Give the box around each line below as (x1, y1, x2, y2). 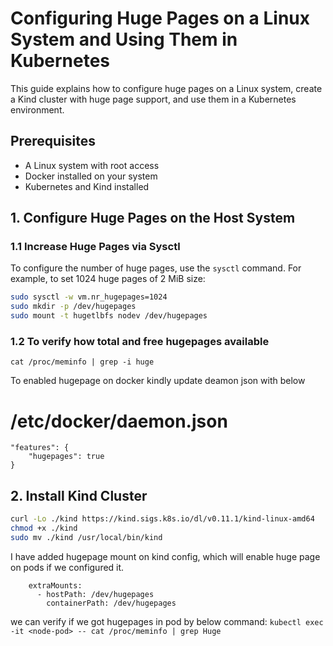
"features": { (10, 443, 70, 453)
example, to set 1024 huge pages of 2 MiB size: (10, 273, 206, 285)
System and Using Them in (10, 28, 238, 51)
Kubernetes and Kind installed (24, 180, 150, 192)
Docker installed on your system (24, 170, 158, 182)
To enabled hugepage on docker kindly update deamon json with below (10, 375, 306, 387)
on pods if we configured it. (10, 561, 125, 573)
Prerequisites (10, 133, 96, 150)
